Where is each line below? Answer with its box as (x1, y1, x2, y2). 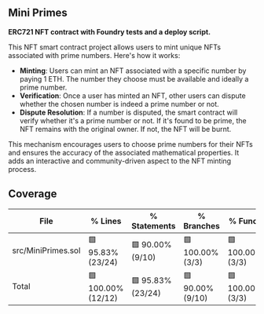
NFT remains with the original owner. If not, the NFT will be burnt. (19, 124, 232, 133)
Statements (130, 220, 176, 231)
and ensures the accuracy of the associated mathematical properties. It (8, 148, 240, 157)
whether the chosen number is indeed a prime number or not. (19, 99, 220, 108)
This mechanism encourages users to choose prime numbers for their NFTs (8, 139, 253, 148)
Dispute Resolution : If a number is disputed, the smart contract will (19, 108, 238, 117)
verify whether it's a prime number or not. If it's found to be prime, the (19, 115, 247, 125)
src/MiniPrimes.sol (12, 245, 81, 256)
